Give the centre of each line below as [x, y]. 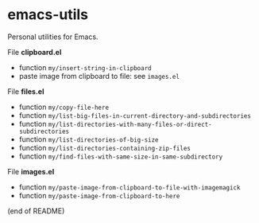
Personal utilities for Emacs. [53, 37]
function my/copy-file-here [64, 107]
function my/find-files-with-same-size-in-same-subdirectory [121, 156]
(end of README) [36, 211]
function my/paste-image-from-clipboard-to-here [99, 195]
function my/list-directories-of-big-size [89, 139]
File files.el [26, 91]
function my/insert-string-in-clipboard [85, 67]
